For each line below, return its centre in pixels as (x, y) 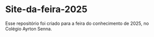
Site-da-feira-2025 (46, 9)
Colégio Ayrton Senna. (29, 28)
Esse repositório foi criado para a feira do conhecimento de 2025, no (77, 23)
